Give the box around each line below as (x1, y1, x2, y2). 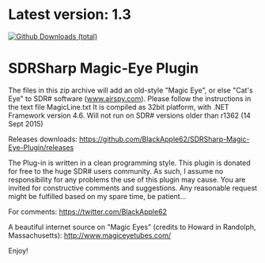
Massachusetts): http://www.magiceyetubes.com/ (8, 231, 172, 240)
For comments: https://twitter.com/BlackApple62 (8, 207, 168, 216)
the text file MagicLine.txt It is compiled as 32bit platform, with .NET (8, 102, 229, 111)
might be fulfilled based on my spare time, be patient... (8, 191, 187, 201)
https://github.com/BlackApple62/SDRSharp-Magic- (78, 134, 250, 144)
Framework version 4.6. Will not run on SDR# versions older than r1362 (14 (8, 111, 252, 120)
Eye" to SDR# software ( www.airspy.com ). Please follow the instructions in (8, 93, 252, 103)
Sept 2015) (8, 118, 44, 128)
